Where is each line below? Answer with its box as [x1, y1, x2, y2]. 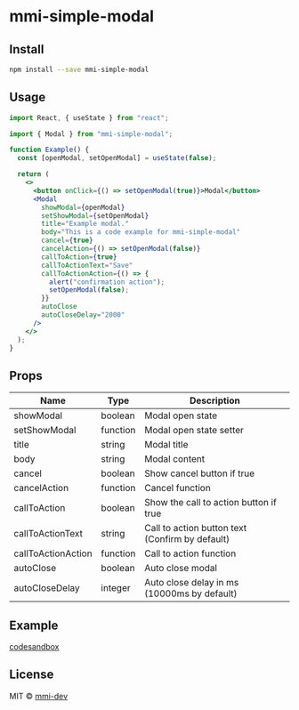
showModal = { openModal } [41, 203, 125, 212]
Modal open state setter [143, 424, 245, 437]
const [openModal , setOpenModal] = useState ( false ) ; [17, 154, 217, 163]
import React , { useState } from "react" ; [9, 113, 169, 122]
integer [101, 582, 131, 594]
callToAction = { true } [41, 252, 117, 262]
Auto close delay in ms [143, 577, 239, 589]
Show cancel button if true [143, 467, 255, 480]
